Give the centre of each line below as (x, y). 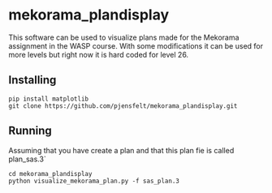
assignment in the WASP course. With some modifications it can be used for (136, 45)
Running (30, 131)
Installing (32, 80)
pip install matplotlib (49, 99)
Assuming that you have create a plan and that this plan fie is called (121, 150)
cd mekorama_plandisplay (50, 174)
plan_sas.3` (27, 159)
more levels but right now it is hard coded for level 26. (99, 54)
